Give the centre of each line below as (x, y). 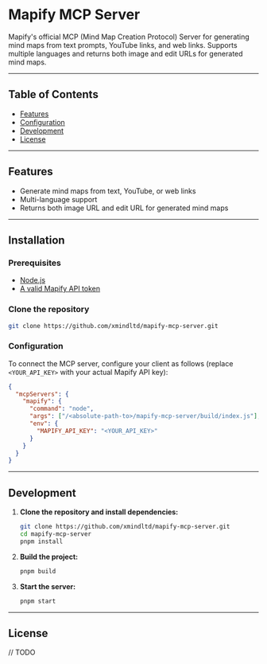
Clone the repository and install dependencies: (99, 512)
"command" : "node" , (61, 409)
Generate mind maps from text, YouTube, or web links (108, 191)
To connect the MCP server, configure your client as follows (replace (121, 363)
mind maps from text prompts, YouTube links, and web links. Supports (123, 45)
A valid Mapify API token (60, 289)
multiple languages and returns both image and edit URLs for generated (126, 53)
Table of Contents (54, 94)
